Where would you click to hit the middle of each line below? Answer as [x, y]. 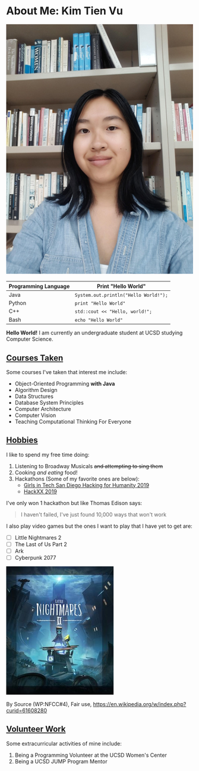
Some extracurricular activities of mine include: [64, 743]
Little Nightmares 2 [38, 537]
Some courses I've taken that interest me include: [67, 372]
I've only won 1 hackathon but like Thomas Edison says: [74, 503]
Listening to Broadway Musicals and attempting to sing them [89, 466]
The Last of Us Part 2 [41, 544]
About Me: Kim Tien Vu [65, 11]
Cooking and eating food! [46, 472]
